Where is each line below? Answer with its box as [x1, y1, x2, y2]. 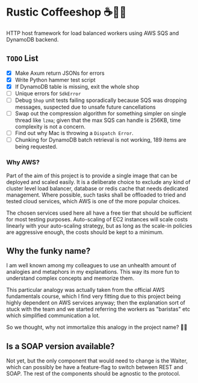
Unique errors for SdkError [14, 89, 81, 97]
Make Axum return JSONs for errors [14, 69, 105, 77]
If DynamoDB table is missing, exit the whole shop [14, 83, 140, 90]
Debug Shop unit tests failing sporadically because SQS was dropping [14, 97, 187, 104]
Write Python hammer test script [14, 76, 96, 83]
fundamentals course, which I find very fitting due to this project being [6, 293, 181, 300]
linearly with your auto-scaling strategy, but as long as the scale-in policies [6, 222, 193, 229]
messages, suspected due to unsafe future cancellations [14, 104, 156, 111]
